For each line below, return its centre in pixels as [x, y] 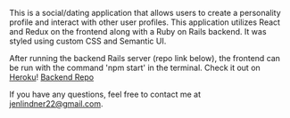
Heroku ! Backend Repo [52, 77]
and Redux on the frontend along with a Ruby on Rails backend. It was [138, 31]
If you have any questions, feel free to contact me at [105, 94]
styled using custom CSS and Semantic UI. [88, 41]
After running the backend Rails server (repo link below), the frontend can [145, 58]
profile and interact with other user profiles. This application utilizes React [145, 22]
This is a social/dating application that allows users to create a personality [145, 13]
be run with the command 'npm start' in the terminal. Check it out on [135, 67]
